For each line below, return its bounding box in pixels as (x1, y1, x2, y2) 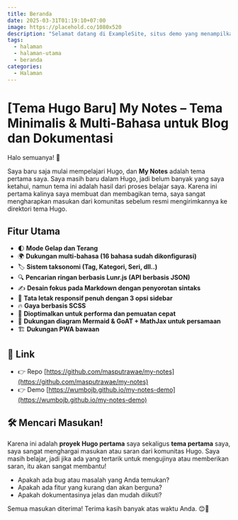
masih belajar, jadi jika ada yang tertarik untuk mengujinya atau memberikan (7, 454, 229, 463)
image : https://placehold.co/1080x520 (7, 23, 122, 30)
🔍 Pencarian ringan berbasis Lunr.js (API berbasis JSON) (17, 273, 191, 282)
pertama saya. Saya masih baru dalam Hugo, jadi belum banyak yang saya (7, 175, 225, 183)
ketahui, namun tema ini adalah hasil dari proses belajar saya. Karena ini (7, 182, 217, 191)
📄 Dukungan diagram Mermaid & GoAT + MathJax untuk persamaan (17, 317, 221, 325)
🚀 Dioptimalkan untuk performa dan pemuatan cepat (17, 309, 176, 318)
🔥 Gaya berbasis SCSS (17, 301, 86, 310)
